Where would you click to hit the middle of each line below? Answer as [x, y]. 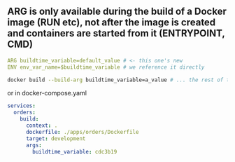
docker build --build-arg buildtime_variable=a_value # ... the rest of [115, 80]
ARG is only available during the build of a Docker [117, 12]
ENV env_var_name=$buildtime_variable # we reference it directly [106, 67]
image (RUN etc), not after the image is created [112, 23]
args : [34, 145]
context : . [42, 126]
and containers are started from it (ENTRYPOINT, [116, 33]
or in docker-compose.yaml [47, 93]
